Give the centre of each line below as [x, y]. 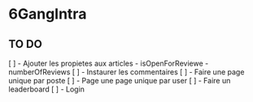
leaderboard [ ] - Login [47, 89]
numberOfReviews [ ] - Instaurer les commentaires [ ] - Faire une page [126, 72]
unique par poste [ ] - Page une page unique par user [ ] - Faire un [120, 81]
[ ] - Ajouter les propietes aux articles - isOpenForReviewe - [109, 63]
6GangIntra [48, 14]
